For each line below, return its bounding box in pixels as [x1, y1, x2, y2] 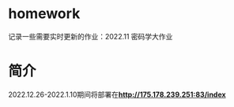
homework [8, 5, 81, 23]
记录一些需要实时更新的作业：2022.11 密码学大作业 [8, 31, 173, 41]
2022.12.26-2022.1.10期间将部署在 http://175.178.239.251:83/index [8, 90, 227, 99]
